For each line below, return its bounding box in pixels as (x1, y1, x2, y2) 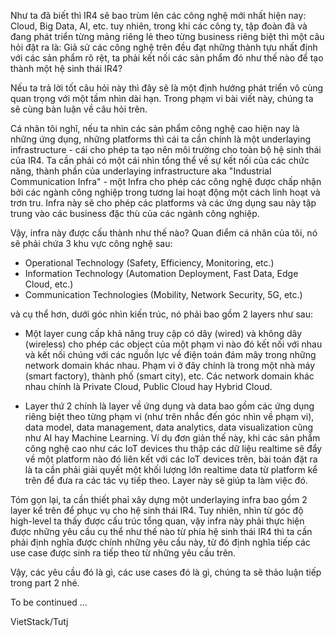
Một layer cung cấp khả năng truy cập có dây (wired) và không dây (24, 328, 303, 339)
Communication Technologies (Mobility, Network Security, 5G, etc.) (24, 289, 303, 300)
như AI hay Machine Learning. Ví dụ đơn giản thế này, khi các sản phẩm (24, 432, 321, 444)
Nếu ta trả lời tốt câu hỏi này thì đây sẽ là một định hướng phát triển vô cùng (10, 82, 324, 94)
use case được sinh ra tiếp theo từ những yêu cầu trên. (10, 547, 237, 559)
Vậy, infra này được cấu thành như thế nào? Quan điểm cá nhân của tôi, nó (10, 227, 318, 239)
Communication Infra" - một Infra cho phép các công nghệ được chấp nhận (10, 176, 322, 187)
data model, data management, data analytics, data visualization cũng (24, 421, 314, 433)
